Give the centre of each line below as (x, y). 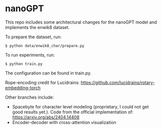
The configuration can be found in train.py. (48, 73)
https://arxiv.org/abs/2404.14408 (46, 117)
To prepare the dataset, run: (33, 37)
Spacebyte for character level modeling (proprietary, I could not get (80, 106)
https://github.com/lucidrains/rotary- (118, 82)
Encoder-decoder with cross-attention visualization (64, 122)
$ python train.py (24, 64)
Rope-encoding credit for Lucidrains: (42, 82)
